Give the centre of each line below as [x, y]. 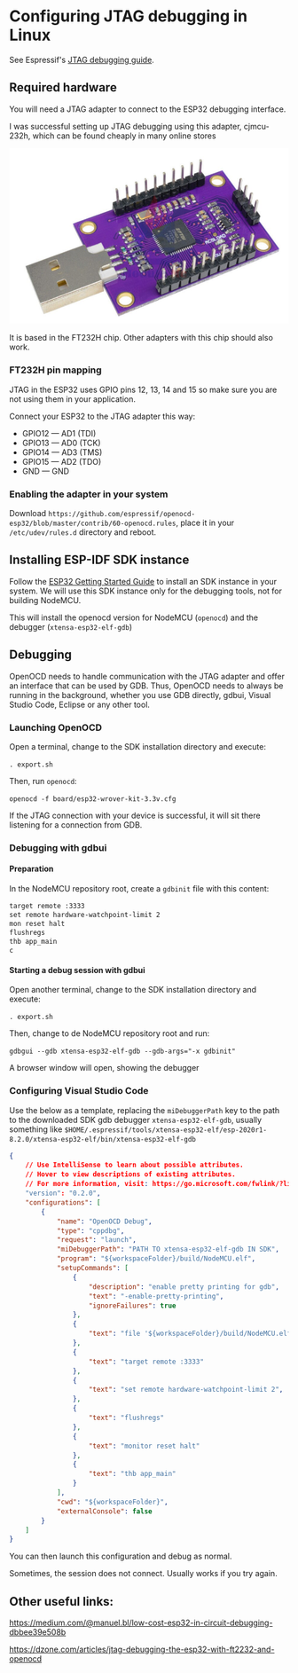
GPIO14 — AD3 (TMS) [62, 452]
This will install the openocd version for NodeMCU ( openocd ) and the [134, 617]
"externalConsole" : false [104, 1511]
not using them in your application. [72, 399]
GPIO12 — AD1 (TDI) [59, 433]
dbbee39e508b [38, 1632]
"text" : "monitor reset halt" [144, 1446]
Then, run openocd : [43, 781]
